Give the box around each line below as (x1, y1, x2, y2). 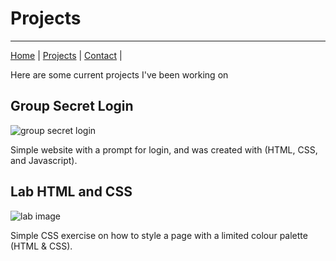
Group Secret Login (10, 98, 134, 115)
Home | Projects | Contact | (10, 49, 123, 61)
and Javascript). (10, 154, 78, 166)
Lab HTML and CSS (10, 183, 133, 201)
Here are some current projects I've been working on (10, 68, 229, 81)
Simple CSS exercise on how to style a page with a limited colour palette (10, 229, 308, 241)
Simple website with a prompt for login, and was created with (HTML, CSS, (10, 143, 318, 156)
